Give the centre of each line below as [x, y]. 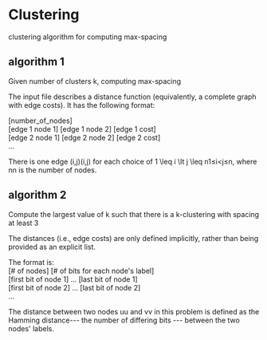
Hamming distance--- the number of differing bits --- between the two [124, 320]
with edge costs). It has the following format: [82, 105]
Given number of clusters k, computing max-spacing [95, 81]
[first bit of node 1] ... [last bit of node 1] [73, 279]
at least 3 [24, 223]
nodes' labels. [31, 328]
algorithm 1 [37, 62]
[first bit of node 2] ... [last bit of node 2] [75, 287]
